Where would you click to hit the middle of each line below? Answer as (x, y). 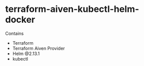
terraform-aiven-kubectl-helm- (72, 9)
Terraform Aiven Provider (39, 48)
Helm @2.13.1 (26, 54)
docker (20, 20)
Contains (15, 33)
